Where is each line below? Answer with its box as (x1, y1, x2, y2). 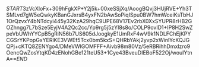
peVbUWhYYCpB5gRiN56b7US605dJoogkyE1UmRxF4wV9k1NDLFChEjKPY (6, 30, 191, 37)
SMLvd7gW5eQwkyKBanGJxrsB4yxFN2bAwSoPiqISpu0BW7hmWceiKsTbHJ (6, 11, 194, 18)
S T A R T (6, 5, 23, 12)
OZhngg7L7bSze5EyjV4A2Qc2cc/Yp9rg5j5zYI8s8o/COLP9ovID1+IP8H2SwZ (6, 24, 193, 31)
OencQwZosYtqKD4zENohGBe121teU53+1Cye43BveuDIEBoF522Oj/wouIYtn (6, 49, 192, 56)
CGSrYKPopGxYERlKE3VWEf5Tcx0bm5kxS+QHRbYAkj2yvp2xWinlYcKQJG (6, 37, 190, 43)
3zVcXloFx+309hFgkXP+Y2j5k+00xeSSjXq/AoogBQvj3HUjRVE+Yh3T (23, 5, 192, 12)
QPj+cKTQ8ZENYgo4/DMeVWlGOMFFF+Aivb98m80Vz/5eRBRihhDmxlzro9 (6, 43, 191, 50)
